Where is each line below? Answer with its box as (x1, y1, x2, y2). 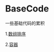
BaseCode (5, 3, 49, 14)
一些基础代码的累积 (5, 20, 45, 26)
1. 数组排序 (5, 30, 26, 36)
